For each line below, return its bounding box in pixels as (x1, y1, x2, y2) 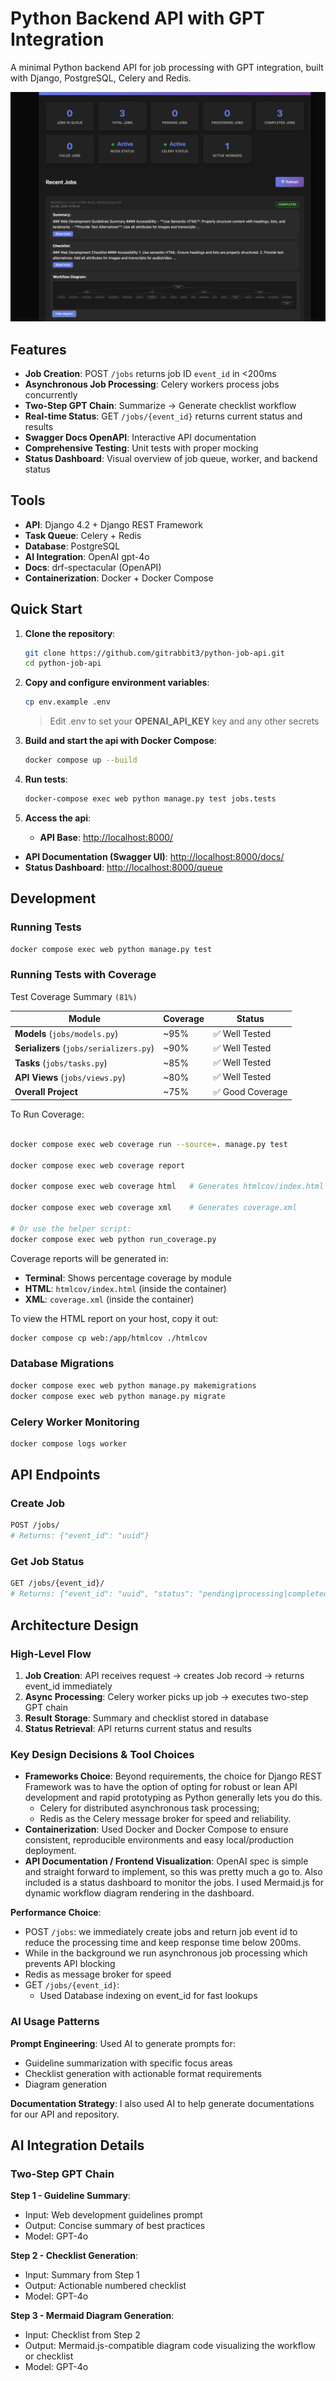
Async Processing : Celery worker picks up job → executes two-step (24, 1690, 309, 1702)
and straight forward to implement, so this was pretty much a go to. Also (24, 1866, 323, 1878)
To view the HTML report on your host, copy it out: (10, 1312, 219, 1324)
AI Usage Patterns (10, 2015, 100, 2029)
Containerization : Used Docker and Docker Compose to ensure (24, 1823, 289, 1836)
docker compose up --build (24, 755, 138, 766)
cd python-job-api (24, 658, 102, 669)
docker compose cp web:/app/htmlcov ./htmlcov (10, 1333, 208, 1343)
